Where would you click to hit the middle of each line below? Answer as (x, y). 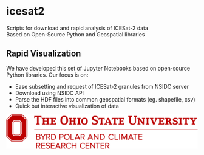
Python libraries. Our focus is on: (47, 75)
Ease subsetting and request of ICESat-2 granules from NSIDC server (102, 86)
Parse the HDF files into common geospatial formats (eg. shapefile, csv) (105, 99)
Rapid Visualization (44, 54)
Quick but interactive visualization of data (67, 106)
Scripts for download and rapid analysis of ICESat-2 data (77, 28)
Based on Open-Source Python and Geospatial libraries (76, 34)
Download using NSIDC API (49, 93)
